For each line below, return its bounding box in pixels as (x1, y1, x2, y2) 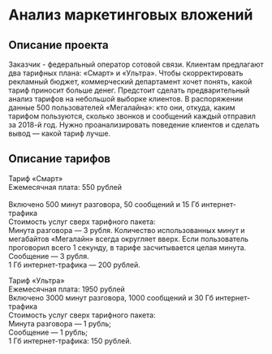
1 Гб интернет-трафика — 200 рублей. (8, 260, 140, 270)
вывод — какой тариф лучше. (8, 128, 111, 138)
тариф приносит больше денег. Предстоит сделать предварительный (8, 85, 250, 95)
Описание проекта (8, 38, 109, 52)
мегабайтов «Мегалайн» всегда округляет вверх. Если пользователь (8, 234, 249, 244)
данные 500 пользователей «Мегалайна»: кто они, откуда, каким (8, 103, 235, 112)
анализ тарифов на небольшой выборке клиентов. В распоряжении (8, 94, 244, 103)
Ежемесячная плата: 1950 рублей (8, 284, 126, 294)
